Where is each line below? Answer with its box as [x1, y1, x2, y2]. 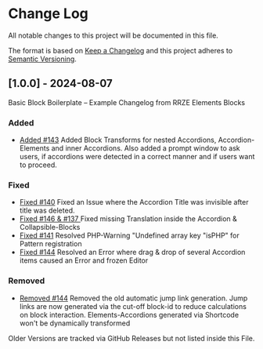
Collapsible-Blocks [19, 223, 81, 232]
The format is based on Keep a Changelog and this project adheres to [8, 45, 233, 55]
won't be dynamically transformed [19, 318, 131, 328]
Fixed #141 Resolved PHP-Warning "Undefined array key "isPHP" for [19, 231, 240, 240]
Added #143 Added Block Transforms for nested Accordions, [19, 135, 217, 145]
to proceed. [19, 160, 57, 169]
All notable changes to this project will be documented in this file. [8, 31, 219, 40]
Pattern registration [19, 239, 82, 249]
